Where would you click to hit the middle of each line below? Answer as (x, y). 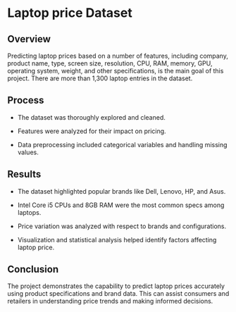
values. (28, 152)
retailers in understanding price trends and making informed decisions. (110, 301)
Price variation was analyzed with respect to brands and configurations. (122, 226)
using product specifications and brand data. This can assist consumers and (118, 294)
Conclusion (33, 269)
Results (24, 174)
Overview (29, 39)
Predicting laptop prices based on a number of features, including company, (118, 56)
